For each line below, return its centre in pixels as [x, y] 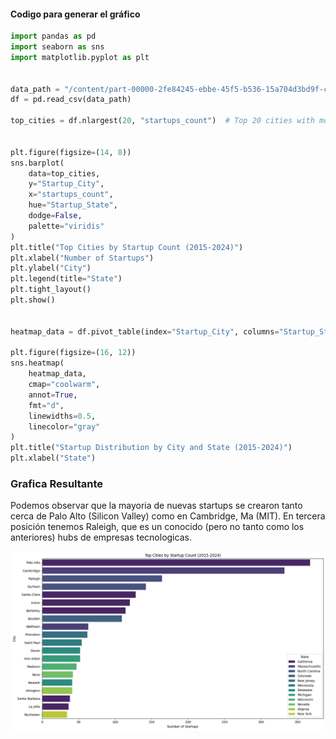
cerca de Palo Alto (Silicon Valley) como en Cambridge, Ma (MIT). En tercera [168, 516]
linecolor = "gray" [64, 426]
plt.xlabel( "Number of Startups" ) [82, 258]
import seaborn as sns [57, 47]
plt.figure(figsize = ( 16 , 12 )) [73, 353]
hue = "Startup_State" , [73, 205]
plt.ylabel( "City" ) [51, 268]
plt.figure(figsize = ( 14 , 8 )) [71, 152]
